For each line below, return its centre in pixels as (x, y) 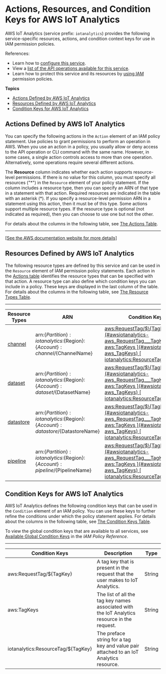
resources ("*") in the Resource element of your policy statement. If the (77, 182)
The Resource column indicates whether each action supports (69, 172)
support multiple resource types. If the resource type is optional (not (75, 208)
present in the (113, 568)
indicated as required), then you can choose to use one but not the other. (80, 214)
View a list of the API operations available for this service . (71, 68)
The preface (111, 633)
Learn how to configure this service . (49, 63)
